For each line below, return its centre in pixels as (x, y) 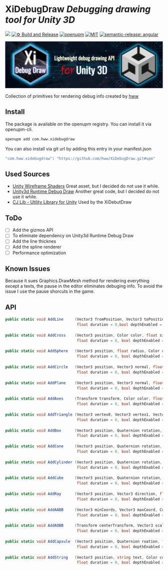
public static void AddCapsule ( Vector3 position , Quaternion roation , (82, 541)
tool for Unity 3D (40, 20)
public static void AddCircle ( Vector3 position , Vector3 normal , (78, 367)
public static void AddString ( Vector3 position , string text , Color (81, 557)
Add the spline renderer (37, 247)
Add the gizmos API (33, 230)
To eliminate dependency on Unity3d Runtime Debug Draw (73, 236)
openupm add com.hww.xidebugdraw (40, 139)
